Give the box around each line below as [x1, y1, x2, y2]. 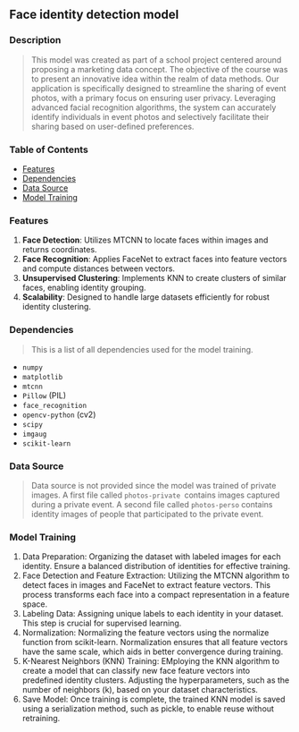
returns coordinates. [21, 244, 97, 255]
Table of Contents [9, 143, 89, 156]
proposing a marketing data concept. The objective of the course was [30, 64, 288, 74]
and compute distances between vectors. [21, 263, 176, 274]
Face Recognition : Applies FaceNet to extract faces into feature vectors [21, 254, 287, 265]
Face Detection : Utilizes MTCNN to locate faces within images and [21, 234, 269, 245]
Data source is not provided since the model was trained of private [30, 480, 277, 490]
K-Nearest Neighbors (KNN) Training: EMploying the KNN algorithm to [21, 656, 279, 667]
